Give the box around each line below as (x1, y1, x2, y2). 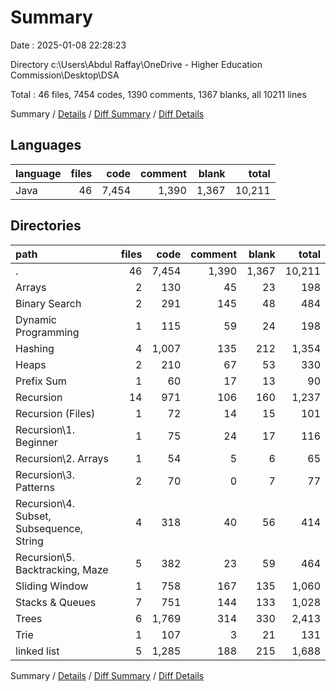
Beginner (15, 435, 58, 449)
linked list (15, 644, 60, 658)
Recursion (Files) (15, 406, 96, 420)
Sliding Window (15, 579, 89, 593)
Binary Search (15, 296, 82, 310)
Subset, (15, 509, 52, 523)
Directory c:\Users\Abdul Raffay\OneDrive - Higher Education (10, 58, 263, 70)
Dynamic (15, 312, 58, 326)
